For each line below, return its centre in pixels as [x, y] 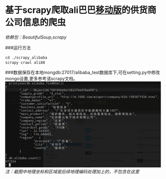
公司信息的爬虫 [36, 22]
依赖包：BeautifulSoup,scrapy [36, 37]
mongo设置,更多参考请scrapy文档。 [41, 78]
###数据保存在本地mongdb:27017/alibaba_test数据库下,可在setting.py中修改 [83, 72]
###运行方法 [18, 47]
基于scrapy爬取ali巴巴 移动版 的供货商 [81, 10]
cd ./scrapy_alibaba [26, 57]
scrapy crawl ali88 [25, 62]
